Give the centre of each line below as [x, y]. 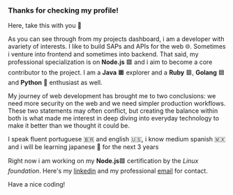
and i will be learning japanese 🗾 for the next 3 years [83, 147]
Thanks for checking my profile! [63, 10]
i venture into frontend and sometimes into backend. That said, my [103, 54]
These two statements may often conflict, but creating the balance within [113, 111]
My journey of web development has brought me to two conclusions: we [112, 96]
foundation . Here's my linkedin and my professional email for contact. [108, 171]
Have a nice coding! [37, 185]
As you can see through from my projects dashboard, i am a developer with [116, 39]
